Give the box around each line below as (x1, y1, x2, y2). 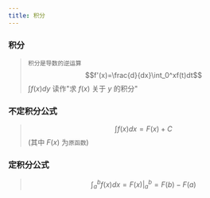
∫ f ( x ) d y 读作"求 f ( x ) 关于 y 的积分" (27, 83, 138, 93)
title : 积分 (8, 11, 45, 20)
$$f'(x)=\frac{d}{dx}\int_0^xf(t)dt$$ (84, 70, 203, 80)
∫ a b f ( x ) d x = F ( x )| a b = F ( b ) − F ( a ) (91, 178, 196, 191)
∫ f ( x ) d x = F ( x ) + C (115, 124, 173, 134)
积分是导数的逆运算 (27, 59, 82, 68)
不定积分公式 (8, 105, 58, 116)
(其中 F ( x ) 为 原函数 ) (27, 138, 89, 147)
